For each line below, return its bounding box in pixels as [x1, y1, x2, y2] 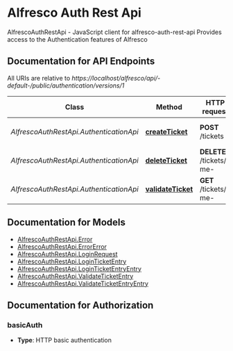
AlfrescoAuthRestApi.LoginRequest [17, 250, 118, 258]
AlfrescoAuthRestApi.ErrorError [17, 242, 107, 251]
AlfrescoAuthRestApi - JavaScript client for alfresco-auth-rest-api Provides [7, 28, 222, 36]
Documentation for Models [7, 217, 126, 229]
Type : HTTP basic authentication [17, 336, 112, 345]
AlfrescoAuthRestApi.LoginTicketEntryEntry [17, 264, 142, 272]
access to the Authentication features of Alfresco [7, 35, 148, 43]
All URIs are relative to [7, 74, 71, 82]
